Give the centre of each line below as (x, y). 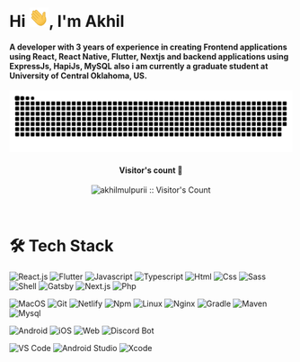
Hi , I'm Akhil (67, 22)
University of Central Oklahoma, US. (79, 76)
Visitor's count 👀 (151, 170)
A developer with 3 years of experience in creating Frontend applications (148, 47)
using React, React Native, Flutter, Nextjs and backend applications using (149, 56)
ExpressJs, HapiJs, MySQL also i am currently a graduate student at (139, 66)
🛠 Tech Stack (62, 245)
